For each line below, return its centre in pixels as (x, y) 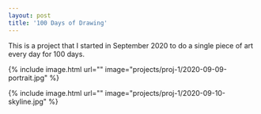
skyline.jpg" (28, 101)
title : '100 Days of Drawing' (58, 23)
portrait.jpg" (28, 78)
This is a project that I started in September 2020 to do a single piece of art (131, 45)
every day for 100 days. (47, 54)
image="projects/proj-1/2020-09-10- (165, 93)
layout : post (30, 15)
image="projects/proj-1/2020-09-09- (166, 69)
